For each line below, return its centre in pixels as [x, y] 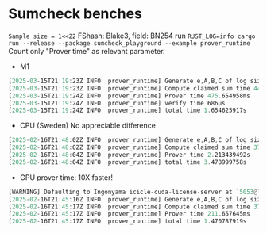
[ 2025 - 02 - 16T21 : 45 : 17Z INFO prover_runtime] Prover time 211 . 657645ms [129, 214]
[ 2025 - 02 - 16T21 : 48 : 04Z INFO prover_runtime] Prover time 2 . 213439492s [129, 155]
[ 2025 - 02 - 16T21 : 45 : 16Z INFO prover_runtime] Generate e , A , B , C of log [128, 199]
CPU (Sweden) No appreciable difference [88, 126]
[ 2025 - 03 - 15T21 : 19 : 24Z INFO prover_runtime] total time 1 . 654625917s [128, 111]
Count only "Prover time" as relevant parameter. [87, 51]
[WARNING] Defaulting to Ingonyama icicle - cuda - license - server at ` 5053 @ [133, 192]
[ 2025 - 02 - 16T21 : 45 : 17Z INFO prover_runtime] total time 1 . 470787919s [128, 222]
